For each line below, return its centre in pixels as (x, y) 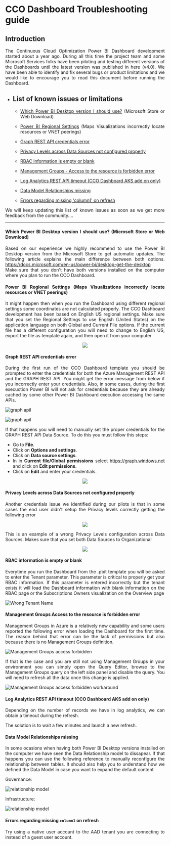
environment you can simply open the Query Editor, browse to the (85, 667)
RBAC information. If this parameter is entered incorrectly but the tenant (85, 582)
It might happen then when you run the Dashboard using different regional (85, 303)
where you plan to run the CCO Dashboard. (50, 275)
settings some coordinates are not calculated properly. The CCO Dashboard (85, 309)
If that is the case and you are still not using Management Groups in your (85, 661)
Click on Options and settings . (45, 450)
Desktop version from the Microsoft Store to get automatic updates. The (85, 254)
